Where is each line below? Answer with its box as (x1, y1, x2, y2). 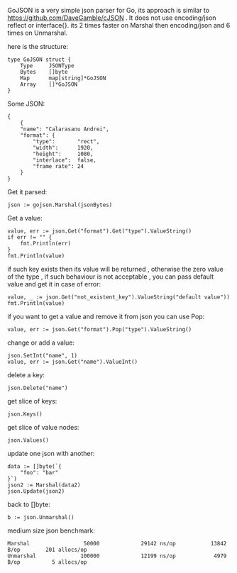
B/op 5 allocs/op (7, 559, 87, 566)
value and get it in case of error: (7, 280, 101, 288)
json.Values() (7, 437, 50, 444)
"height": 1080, (33, 150, 94, 157)
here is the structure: (7, 43, 69, 50)
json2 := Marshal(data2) (7, 482, 81, 489)
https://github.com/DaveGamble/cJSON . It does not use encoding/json (7, 13, 216, 22)
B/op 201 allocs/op (7, 546, 87, 553)
